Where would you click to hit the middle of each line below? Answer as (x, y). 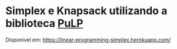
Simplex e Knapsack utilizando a (86, 11)
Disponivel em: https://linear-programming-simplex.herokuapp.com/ (88, 40)
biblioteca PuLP (44, 23)
